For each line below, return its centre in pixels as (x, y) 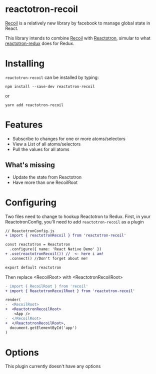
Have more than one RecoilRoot (45, 182)
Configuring (31, 202)
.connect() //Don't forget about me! (49, 258)
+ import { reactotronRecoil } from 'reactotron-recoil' (66, 235)
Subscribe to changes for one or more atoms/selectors (69, 138)
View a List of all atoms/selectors (46, 144)
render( (13, 300)
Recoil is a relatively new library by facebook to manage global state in (78, 23)
